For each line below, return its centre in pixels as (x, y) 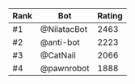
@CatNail (58, 55)
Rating (110, 16)
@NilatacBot (63, 29)
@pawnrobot (65, 68)
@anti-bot (60, 42)
